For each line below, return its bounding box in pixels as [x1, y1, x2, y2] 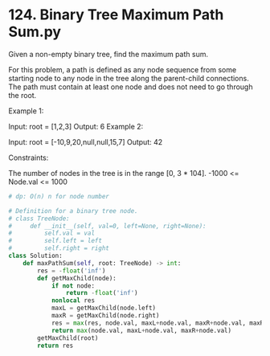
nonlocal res [51, 297, 95, 305]
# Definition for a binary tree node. [8, 207, 138, 215]
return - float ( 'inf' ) [65, 289, 138, 297]
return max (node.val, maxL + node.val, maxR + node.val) [51, 326, 231, 334]
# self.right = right [8, 244, 110, 252]
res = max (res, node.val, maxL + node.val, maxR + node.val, [51, 319, 247, 327]
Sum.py [8, 23, 62, 41]
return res [37, 342, 74, 350]
